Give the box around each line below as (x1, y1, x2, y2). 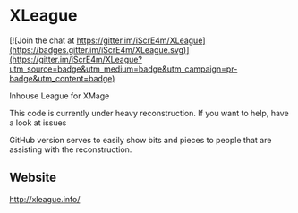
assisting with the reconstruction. (9, 144, 132, 155)
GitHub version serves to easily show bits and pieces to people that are (9, 134, 272, 145)
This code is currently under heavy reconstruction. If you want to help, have (9, 107, 289, 118)
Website (9, 170, 56, 185)
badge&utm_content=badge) (9, 72, 115, 83)
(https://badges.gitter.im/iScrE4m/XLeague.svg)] (9, 44, 190, 55)
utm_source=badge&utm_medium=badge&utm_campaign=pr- (9, 64, 238, 74)
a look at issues (9, 117, 67, 128)
